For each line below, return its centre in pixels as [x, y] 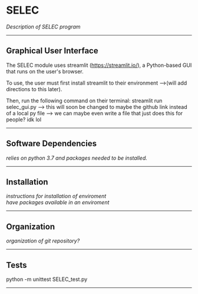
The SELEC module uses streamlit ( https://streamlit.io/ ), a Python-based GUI [99, 65]
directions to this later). [34, 89]
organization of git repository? [43, 241]
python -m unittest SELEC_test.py [47, 279]
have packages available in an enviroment [58, 202]
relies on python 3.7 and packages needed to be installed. [77, 158]
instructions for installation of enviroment [56, 196]
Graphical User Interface [52, 51]
